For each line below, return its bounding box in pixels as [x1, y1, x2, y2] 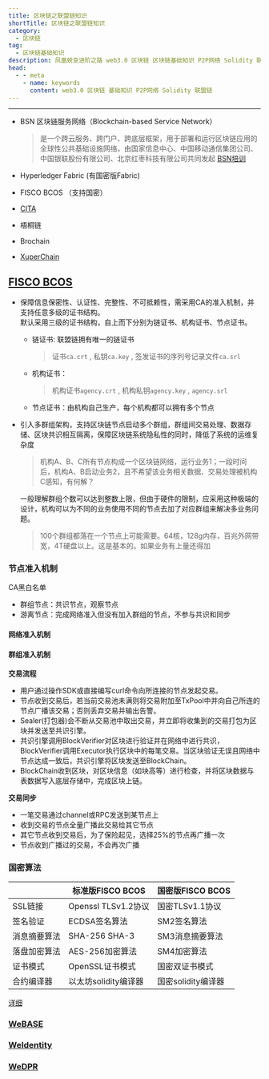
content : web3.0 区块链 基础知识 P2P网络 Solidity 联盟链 [29, 86, 213, 95]
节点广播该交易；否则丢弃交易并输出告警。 [19, 706, 161, 716]
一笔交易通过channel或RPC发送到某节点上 [19, 810, 159, 820]
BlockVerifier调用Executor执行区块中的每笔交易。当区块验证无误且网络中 [19, 746, 260, 756]
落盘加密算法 [12, 945, 62, 956]
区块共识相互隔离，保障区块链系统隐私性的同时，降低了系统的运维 [34, 430, 252, 439]
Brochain [19, 236, 50, 246]
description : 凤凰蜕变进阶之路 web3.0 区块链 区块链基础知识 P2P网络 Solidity [8, 57, 254, 65]
